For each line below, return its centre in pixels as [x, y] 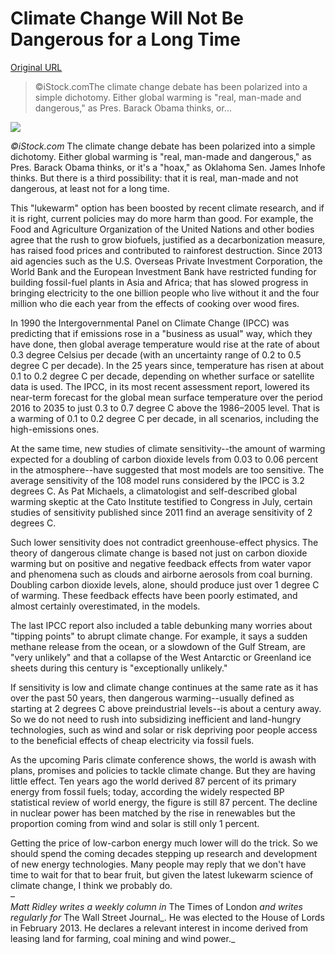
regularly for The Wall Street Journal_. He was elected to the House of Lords [167, 917]
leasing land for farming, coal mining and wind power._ [123, 938]
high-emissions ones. [55, 429]
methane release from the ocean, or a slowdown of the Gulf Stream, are [158, 646]
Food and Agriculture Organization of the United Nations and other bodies [162, 229]
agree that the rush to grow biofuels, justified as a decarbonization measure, [168, 239]
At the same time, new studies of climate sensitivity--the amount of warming [168, 448]
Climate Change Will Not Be [127, 18]
